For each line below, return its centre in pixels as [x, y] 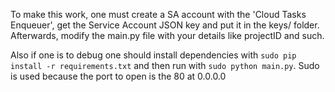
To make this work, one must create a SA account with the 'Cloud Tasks [158, 14]
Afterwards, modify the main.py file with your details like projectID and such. [167, 35]
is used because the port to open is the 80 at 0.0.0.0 [118, 76]
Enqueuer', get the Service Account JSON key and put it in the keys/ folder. [165, 25]
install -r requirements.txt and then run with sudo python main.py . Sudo [165, 65]
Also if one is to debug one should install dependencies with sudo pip [153, 55]
